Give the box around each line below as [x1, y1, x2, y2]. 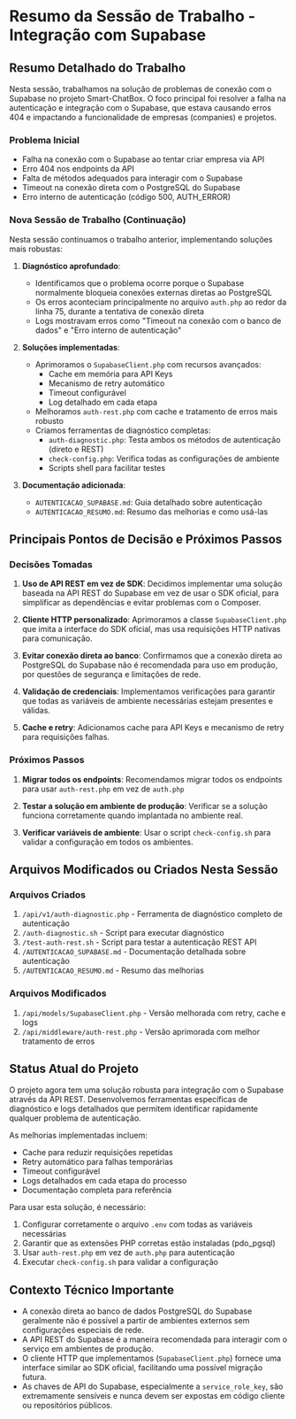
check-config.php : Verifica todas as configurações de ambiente [48, 453, 280, 464]
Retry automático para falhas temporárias [21, 1157, 174, 1168]
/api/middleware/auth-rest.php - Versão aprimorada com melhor [21, 1026, 261, 1037]
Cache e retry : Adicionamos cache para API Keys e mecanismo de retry [21, 722, 285, 733]
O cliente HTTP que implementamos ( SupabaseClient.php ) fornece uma [21, 1353, 282, 1364]
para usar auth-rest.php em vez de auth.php [21, 783, 185, 794]
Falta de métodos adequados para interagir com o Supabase [21, 173, 243, 183]
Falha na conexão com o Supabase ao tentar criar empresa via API [21, 154, 265, 165]
